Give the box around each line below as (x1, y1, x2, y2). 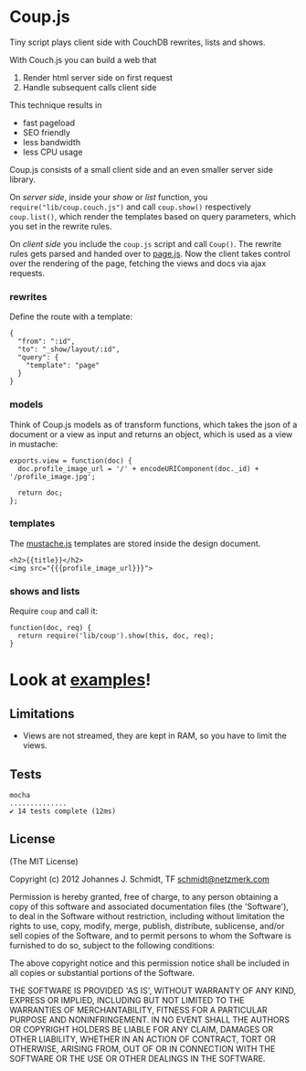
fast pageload (22, 117, 76, 128)
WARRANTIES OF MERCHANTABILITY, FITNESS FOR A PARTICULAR (9, 1004, 268, 1015)
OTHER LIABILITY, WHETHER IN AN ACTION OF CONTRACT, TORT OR (9, 1034, 276, 1044)
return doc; (17, 487, 64, 498)
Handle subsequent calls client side (22, 81, 157, 92)
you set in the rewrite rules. (9, 220, 112, 231)
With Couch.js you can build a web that (9, 54, 157, 65)
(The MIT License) (9, 855, 79, 866)
